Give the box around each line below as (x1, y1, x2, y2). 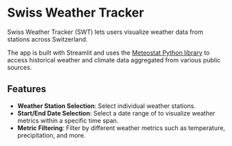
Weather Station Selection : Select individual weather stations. (17, 102, 196, 110)
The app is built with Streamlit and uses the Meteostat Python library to (7, 48, 210, 57)
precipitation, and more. (17, 131, 86, 139)
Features (7, 83, 46, 95)
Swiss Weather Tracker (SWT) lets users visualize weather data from (7, 28, 204, 36)
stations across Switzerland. (7, 35, 88, 43)
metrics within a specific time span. (17, 116, 119, 125)
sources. (7, 63, 33, 71)
